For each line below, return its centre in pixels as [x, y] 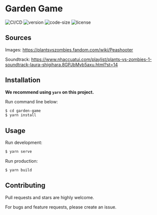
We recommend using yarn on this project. [50, 92]
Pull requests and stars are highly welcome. [50, 197]
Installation [23, 80]
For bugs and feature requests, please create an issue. [61, 207]
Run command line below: [31, 101]
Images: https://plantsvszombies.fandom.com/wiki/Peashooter [69, 49]
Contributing [25, 186]
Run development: [24, 143]
